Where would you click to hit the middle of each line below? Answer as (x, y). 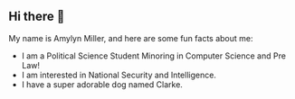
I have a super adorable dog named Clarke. (102, 84)
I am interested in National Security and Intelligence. (119, 75)
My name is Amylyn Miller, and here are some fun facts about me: (131, 38)
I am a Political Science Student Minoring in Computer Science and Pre (154, 56)
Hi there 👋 (37, 17)
